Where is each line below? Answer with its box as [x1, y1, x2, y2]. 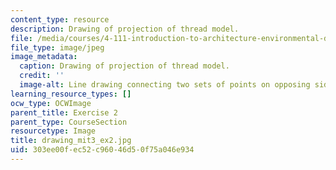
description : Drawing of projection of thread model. [10, 24, 240, 34]
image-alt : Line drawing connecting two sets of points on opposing [19, 80, 311, 90]
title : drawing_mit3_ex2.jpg [10, 136, 132, 146]
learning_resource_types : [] [10, 89, 132, 99]
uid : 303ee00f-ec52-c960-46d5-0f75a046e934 [10, 145, 195, 155]
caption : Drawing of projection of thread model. [19, 61, 230, 71]
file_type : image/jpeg [10, 42, 105, 53]
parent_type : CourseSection [10, 117, 128, 127]
